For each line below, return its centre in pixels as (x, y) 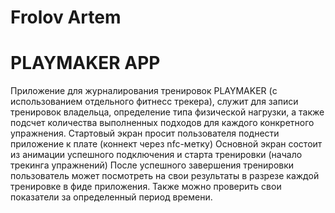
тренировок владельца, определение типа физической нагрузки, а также (167, 112)
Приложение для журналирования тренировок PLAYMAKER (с (144, 91)
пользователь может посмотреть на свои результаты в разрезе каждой (165, 176)
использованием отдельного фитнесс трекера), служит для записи (154, 102)
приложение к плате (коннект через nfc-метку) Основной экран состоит (166, 144)
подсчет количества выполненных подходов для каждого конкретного (162, 123)
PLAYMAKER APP (85, 63)
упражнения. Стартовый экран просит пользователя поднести (145, 133)
